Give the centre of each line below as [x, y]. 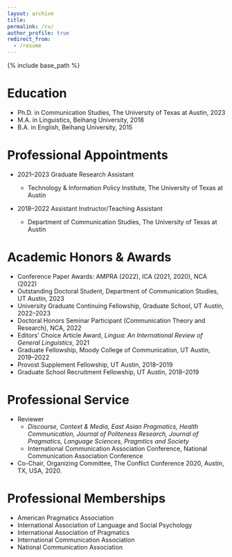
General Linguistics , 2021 [53, 343]
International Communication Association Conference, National [117, 448]
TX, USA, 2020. [39, 471]
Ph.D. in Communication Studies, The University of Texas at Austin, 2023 [121, 112]
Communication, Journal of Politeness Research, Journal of [113, 434]
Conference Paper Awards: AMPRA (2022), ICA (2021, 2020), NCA [112, 276]
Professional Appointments [88, 155]
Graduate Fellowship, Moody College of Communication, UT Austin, [114, 349]
